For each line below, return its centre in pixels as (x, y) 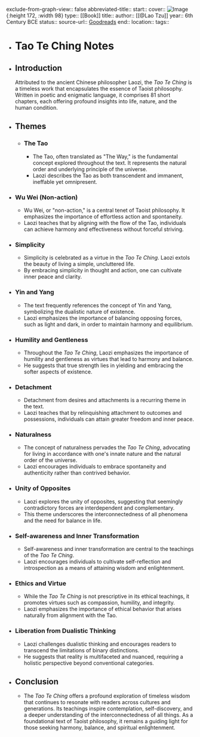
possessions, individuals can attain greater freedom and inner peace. (109, 419)
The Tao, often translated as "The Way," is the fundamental (105, 156)
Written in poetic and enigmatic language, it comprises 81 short (93, 95)
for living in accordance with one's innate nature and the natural (102, 454)
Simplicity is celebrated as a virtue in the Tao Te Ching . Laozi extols (107, 258)
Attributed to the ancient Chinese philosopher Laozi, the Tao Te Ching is (103, 82)
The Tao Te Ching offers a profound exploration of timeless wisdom (107, 696)
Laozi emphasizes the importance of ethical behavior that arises (103, 609)
